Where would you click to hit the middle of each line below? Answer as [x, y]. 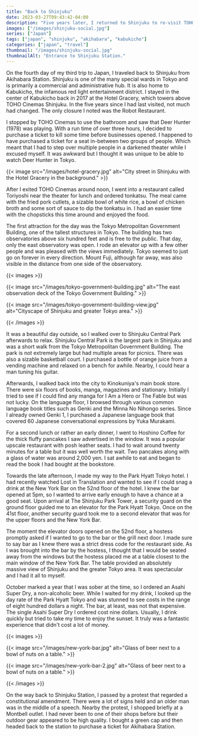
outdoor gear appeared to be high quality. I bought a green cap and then [94, 720]
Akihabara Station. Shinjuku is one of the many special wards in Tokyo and [97, 79]
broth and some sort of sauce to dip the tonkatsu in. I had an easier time [94, 208]
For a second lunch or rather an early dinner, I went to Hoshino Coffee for [96, 432]
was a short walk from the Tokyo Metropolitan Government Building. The [95, 346]
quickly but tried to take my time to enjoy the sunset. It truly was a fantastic [98, 618]
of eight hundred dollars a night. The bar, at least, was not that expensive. [96, 605]
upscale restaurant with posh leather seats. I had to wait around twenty [93, 445]
